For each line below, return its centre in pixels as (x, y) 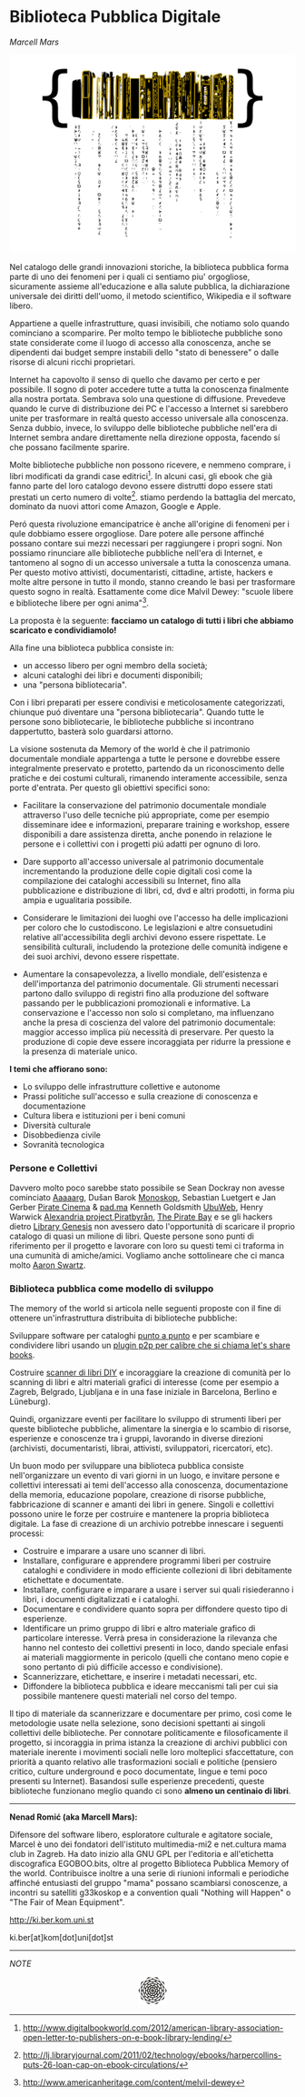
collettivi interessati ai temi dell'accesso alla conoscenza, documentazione (149, 1485)
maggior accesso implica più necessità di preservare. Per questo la (148, 1032)
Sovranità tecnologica (64, 1144)
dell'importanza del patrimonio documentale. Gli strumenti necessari (150, 983)
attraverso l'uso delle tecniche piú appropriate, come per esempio (146, 815)
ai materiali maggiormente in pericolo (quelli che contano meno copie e (156, 1658)
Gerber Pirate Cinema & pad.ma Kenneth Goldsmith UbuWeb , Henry (136, 1208)
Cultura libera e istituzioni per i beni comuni (104, 1115)
